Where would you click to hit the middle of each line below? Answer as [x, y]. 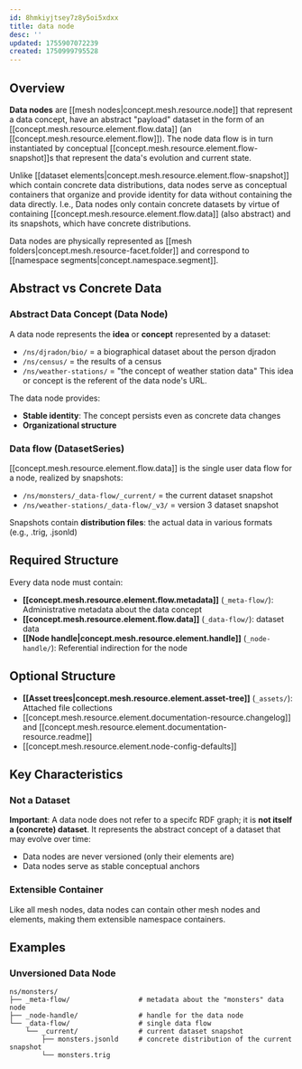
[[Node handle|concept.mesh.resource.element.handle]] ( [134, 638]
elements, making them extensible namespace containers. [118, 919]
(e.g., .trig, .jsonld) [44, 532]
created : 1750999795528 [54, 52]
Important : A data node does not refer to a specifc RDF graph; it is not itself [151, 820]
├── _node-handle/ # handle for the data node [127, 1016]
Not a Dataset [40, 799]
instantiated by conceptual [59, 148]
